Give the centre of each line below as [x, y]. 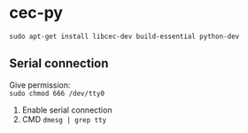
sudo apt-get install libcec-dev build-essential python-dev [124, 36]
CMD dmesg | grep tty [64, 119]
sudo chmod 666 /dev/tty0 [57, 93]
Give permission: [40, 85]
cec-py [36, 13]
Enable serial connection [67, 110]
